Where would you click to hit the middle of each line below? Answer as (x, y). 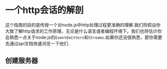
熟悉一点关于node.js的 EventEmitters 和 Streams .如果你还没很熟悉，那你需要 (86, 37)
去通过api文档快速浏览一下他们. (37, 43)
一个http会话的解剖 (44, 10)
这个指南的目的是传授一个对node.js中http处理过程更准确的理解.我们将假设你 (83, 25)
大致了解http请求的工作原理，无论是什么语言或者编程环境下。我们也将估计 (82, 31)
